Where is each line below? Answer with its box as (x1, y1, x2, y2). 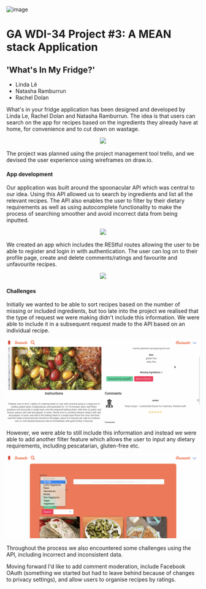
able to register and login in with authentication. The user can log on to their (6, 248, 198, 255)
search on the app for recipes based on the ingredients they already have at (6, 119, 198, 126)
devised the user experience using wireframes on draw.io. (6, 156, 153, 164)
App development (6, 170, 53, 178)
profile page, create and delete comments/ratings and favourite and (6, 254, 178, 262)
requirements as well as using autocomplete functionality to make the (6, 203, 182, 211)
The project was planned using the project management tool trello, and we (6, 150, 194, 157)
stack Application (6, 40, 98, 55)
